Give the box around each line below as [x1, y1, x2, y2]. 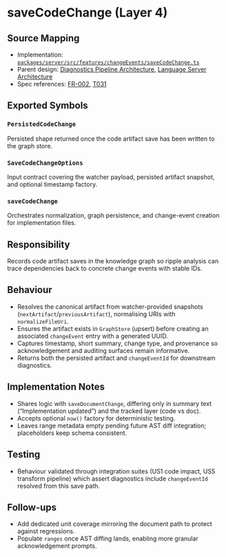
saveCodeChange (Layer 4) [7, 5, 168, 21]
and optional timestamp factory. [7, 180, 98, 188]
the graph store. [7, 141, 53, 150]
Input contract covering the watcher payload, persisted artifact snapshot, [7, 172, 215, 181]
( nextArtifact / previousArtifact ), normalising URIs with [17, 310, 176, 318]
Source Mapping [7, 32, 80, 44]
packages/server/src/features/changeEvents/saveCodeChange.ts [17, 59, 200, 66]
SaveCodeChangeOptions [7, 159, 83, 167]
